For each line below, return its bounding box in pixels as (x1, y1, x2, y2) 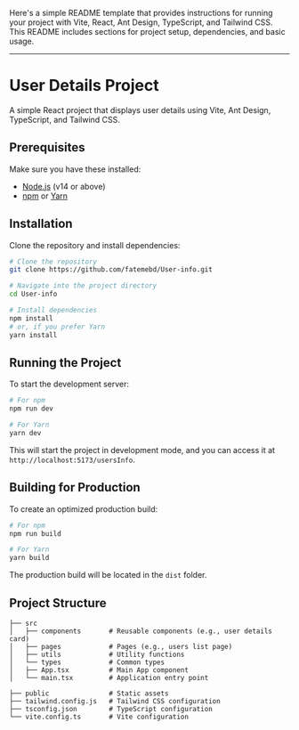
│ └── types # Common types (9, 658, 166, 667)
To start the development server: (9, 378, 130, 390)
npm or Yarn (21, 191, 69, 201)
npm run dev (9, 404, 53, 413)
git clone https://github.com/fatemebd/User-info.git (9, 265, 214, 274)
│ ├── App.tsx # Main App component (9, 666, 190, 675)
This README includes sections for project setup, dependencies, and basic (9, 27, 287, 36)
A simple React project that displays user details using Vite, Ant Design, (9, 104, 271, 115)
